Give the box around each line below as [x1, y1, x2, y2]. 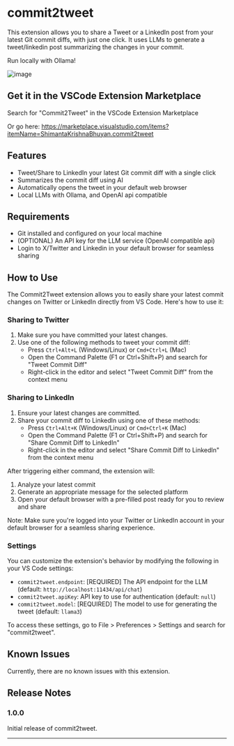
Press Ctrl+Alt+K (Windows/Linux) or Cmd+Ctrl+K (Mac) [27, 424, 187, 432]
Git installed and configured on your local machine [17, 229, 162, 238]
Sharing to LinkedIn [7, 393, 75, 403]
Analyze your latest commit [17, 480, 96, 488]
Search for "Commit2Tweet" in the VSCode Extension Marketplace [7, 108, 198, 117]
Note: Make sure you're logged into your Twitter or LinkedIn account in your [7, 516, 225, 524]
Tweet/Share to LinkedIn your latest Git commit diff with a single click [17, 168, 216, 177]
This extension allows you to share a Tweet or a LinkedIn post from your [7, 28, 214, 36]
